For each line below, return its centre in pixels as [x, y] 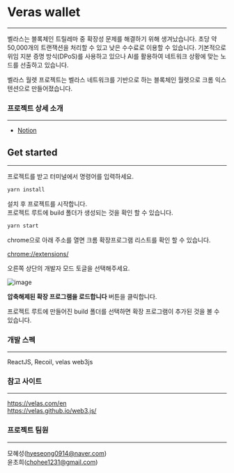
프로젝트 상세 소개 [36, 108]
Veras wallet [44, 12]
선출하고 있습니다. [44, 65]
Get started [32, 152]
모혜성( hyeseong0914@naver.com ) [57, 453]
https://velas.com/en [37, 403]
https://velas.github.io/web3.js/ [52, 411]
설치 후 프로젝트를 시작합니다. [47, 203]
